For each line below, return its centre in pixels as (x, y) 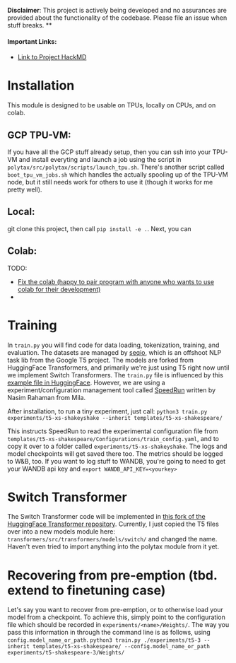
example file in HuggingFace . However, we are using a (87, 382)
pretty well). (25, 189)
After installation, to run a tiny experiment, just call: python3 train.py (107, 411)
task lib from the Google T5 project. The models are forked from (101, 360)
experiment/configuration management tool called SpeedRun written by (112, 390)
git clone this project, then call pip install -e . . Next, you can (100, 228)
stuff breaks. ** (30, 25)
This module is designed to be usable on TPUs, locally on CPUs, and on (112, 105)
